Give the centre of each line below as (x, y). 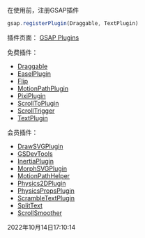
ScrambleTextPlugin (46, 198)
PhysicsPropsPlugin (46, 191)
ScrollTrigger (36, 111)
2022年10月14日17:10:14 (41, 227)
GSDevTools (35, 153)
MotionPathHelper (44, 175)
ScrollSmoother (40, 213)
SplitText (30, 205)
